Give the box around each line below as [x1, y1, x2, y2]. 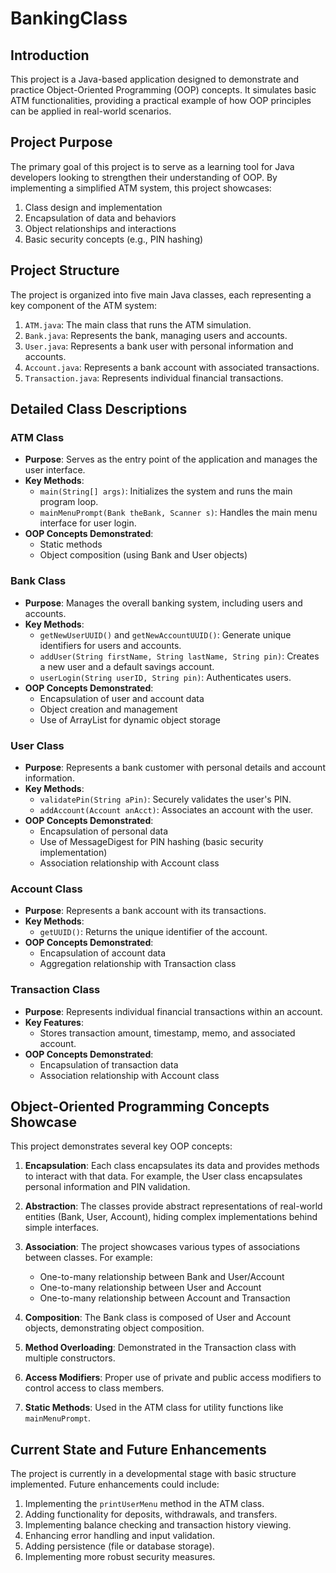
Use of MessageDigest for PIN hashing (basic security [39, 835, 264, 847]
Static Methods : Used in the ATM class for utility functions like [24, 1402, 284, 1414]
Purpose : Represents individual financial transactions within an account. [24, 1005, 323, 1017]
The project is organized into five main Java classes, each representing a [10, 288, 312, 301]
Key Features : [24, 1016, 84, 1028]
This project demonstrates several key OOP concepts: [10, 1140, 233, 1152]
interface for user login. [39, 517, 137, 529]
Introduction [10, 47, 90, 64]
